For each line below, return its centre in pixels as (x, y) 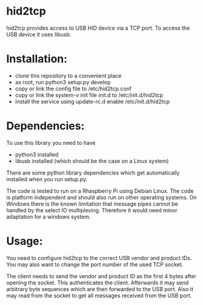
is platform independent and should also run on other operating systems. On (101, 197)
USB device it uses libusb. (39, 34)
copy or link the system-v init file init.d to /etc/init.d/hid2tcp (89, 95)
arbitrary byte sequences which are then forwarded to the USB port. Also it (100, 289)
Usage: (25, 241)
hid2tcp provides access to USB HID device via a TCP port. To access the (98, 28)
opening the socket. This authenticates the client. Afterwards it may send (98, 283)
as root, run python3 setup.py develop (63, 82)
